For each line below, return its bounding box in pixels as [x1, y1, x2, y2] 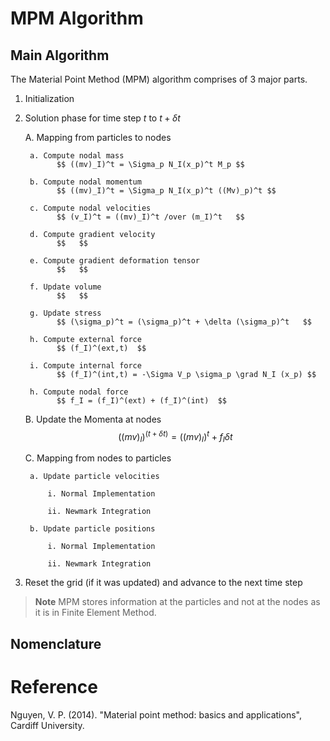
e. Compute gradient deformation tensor [29, 256, 201, 266]
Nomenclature [10, 635, 102, 652]
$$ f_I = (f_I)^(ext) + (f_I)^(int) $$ [56, 396, 227, 406]
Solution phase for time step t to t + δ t [24, 112, 181, 124]
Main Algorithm [10, 47, 110, 64]
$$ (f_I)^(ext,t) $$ [56, 343, 147, 353]
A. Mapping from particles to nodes [24, 132, 172, 143]
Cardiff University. [10, 719, 85, 731]
